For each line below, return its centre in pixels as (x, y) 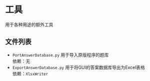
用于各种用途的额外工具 (29, 24)
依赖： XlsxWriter (30, 73)
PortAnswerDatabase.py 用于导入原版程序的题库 (61, 54)
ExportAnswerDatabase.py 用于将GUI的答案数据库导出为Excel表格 (79, 67)
